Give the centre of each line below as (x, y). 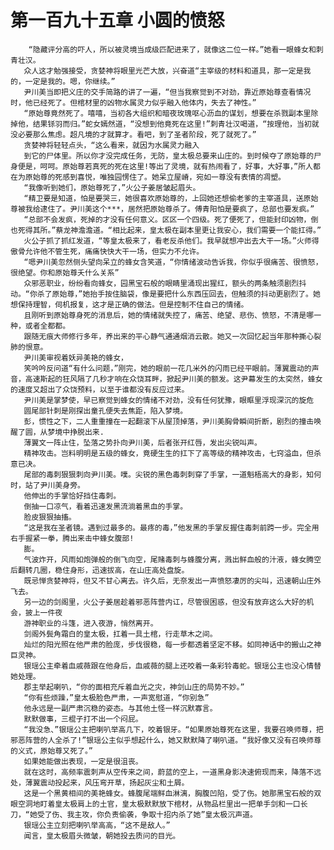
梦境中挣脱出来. (76, 432)
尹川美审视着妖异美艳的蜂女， (75, 357)
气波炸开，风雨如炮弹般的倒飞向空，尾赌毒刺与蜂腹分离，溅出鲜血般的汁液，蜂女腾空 (172, 559)
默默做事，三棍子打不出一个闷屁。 (83, 719)
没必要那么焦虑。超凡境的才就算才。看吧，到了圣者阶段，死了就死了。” (133, 134)
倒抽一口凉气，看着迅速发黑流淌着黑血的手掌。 (105, 506)
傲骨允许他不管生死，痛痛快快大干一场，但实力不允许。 (107, 251)
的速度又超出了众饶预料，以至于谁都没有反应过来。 (100, 389)
